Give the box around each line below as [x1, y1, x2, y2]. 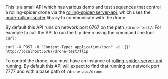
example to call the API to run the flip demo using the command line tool [5, 30, 154, 35]
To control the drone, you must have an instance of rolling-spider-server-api [5, 58, 163, 64]
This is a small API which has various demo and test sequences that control [5, 4, 161, 10]
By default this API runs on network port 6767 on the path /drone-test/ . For [5, 24, 162, 30]
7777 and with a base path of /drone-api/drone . [5, 68, 104, 74]
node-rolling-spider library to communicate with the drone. [5, 15, 127, 20]
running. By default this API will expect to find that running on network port [5, 63, 160, 69]
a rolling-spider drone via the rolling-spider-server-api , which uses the [5, 9, 151, 15]
